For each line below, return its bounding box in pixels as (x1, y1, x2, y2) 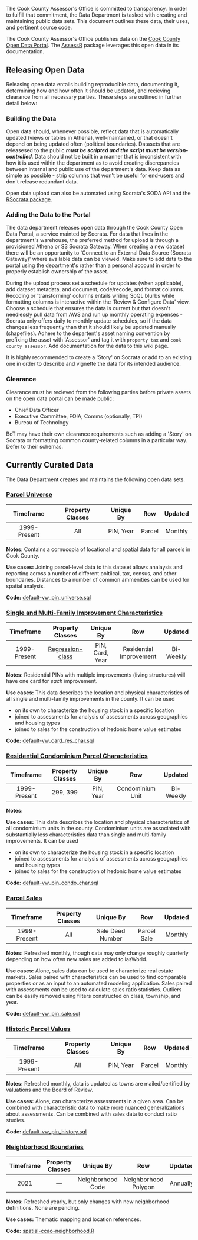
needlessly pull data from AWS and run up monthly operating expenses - (6, 311, 183, 318)
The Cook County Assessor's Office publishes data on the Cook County (6, 36, 181, 42)
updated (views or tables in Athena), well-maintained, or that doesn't (6, 134, 173, 141)
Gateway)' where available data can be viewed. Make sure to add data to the (6, 256, 192, 263)
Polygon (132, 1183, 155, 1191)
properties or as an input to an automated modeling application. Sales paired (6, 980, 192, 987)
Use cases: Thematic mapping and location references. (6, 1216, 141, 1223)
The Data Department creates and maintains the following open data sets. (6, 476, 186, 483)
